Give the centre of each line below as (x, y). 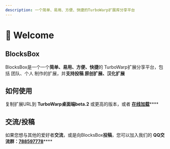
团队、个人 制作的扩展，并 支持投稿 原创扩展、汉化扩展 (68, 73)
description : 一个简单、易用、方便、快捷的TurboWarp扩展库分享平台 (70, 10)
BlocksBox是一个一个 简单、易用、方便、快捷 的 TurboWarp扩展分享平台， (82, 67)
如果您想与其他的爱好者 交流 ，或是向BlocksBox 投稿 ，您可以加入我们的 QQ (83, 135)
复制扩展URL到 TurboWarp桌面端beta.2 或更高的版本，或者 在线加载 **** (82, 104)
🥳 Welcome (30, 35)
